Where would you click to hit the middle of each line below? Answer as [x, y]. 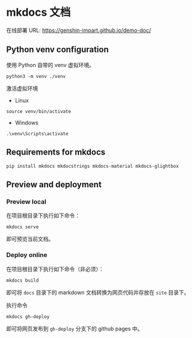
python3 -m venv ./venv [36, 76]
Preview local [26, 202]
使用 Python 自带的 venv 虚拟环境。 [50, 65]
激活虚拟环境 [22, 88]
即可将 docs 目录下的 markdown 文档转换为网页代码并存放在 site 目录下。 [98, 292]
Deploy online [27, 255]
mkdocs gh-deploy [28, 317]
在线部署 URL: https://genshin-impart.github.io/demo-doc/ [79, 30]
